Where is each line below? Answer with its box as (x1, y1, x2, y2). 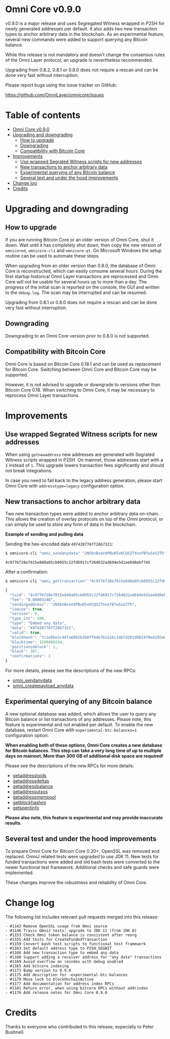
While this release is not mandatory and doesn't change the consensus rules (5, 52, 165, 58)
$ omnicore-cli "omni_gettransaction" (5, 578, 87, 584)
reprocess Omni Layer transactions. (5, 392, 80, 398)
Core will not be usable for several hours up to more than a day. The (5, 278, 147, 284)
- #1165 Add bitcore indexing (5, 963, 69, 969)
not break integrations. (5, 467, 53, 474)
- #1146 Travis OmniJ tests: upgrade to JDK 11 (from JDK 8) (5, 928, 137, 933)
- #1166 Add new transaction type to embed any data (5, 950, 119, 955)
